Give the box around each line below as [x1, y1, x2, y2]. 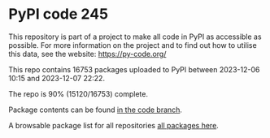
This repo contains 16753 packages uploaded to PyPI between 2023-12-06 [8, 64, 260, 74]
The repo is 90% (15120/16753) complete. [8, 88, 149, 98]
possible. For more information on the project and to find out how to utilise [8, 40, 258, 50]
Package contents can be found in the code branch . [8, 105, 183, 114]
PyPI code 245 [8, 5, 108, 24]
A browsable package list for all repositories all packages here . [8, 120, 220, 130]
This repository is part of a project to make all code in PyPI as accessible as [8, 32, 262, 41]
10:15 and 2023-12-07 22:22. [8, 73, 106, 83]
